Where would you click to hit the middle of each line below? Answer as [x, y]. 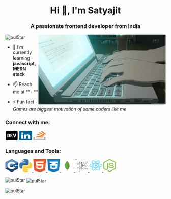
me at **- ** [25, 92]
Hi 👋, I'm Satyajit [85, 10]
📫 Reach [22, 84]
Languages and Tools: [33, 151]
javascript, [24, 64]
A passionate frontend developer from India [85, 26]
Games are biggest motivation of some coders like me [69, 109]
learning [21, 58]
